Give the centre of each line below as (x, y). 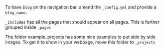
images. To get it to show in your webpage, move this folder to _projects (80, 42)
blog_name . (16, 12)
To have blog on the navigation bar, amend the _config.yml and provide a (81, 7)
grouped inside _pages (28, 27)
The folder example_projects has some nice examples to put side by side (80, 37)
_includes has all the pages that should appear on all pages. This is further (82, 22)
